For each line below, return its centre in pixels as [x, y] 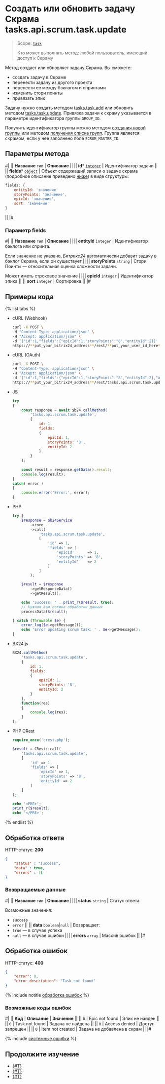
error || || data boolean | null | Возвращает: [56, 925]
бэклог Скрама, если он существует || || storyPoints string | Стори [76, 261]
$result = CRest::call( [37, 749]
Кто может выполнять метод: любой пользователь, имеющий [82, 53]
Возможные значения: [29, 910]
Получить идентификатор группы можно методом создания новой [76, 128]
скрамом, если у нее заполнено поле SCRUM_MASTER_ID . [62, 138]
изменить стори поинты [37, 93]
